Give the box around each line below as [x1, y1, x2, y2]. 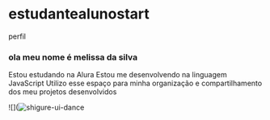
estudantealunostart [8, 5, 150, 23]
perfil [8, 31, 27, 41]
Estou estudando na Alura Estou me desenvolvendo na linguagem [8, 70, 228, 80]
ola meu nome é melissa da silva [8, 52, 138, 63]
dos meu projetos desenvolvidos [8, 87, 117, 97]
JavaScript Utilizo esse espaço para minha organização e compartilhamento [8, 78, 263, 89]
